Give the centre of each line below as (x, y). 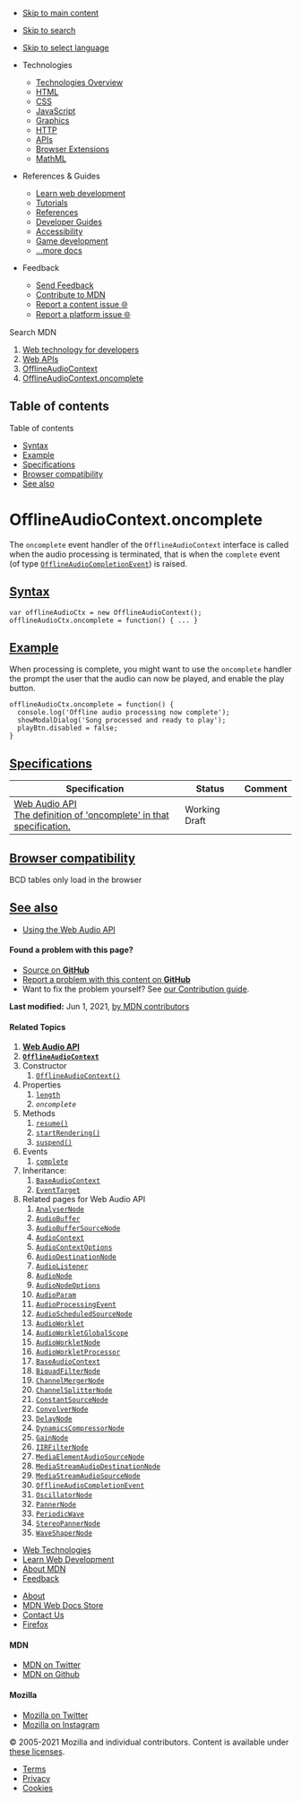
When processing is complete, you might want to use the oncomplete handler (150, 669)
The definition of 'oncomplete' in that (92, 815)
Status (210, 789)
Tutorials (52, 203)
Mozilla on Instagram (61, 1724)
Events (35, 1152)
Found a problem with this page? (72, 950)
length (48, 1096)
